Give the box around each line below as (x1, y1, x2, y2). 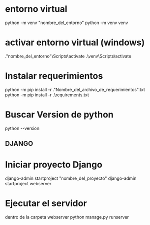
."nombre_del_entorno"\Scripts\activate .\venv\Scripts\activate (5, 53, 132, 59)
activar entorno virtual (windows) (5, 37, 145, 48)
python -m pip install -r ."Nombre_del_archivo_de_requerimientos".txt (5, 86, 145, 92)
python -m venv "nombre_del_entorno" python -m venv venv (5, 20, 128, 26)
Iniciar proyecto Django (5, 159, 102, 170)
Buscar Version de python (5, 109, 114, 120)
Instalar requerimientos (5, 70, 103, 82)
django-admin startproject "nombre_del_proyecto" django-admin (5, 175, 137, 181)
